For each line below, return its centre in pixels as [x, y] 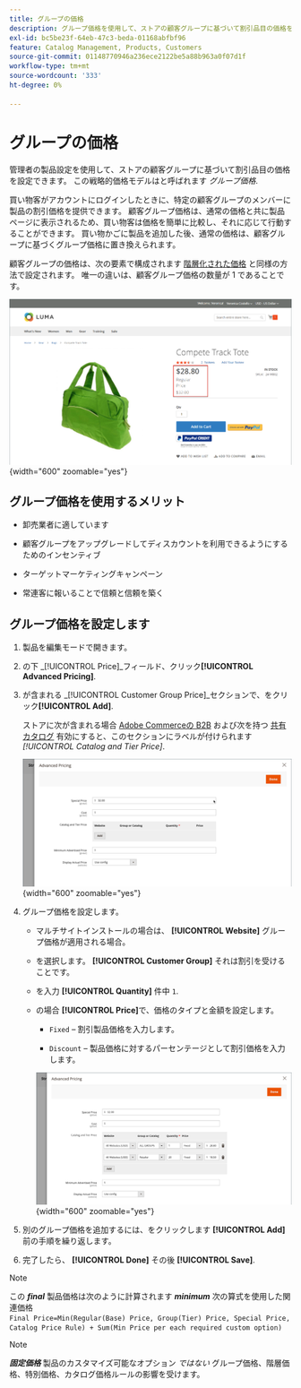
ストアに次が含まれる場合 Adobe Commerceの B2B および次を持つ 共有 [154, 725]
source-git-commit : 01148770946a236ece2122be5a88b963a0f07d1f [128, 57]
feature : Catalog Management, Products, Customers [106, 47]
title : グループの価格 [47, 19]
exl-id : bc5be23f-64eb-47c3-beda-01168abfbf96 [98, 38]
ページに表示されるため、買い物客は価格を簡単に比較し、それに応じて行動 [146, 222]
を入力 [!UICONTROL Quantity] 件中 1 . [107, 991]
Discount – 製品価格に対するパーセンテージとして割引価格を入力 [167, 1048]
